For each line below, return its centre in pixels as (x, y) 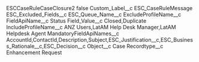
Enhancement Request (34, 52)
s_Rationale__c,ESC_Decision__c (46, 46)
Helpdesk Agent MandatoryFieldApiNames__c (63, 33)
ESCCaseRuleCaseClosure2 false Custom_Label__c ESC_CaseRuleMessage (99, 8)
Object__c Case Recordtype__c (125, 46)
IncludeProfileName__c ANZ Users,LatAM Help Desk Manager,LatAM (91, 27)
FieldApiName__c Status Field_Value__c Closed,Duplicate (76, 21)
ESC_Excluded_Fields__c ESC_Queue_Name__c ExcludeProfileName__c (94, 14)
